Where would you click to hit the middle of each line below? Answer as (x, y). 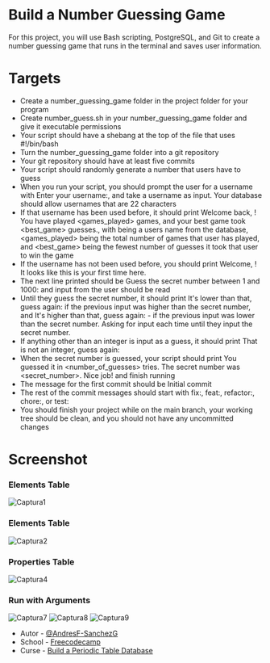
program (34, 109)
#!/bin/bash (39, 144)
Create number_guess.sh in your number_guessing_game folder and (133, 118)
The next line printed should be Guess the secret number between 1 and (140, 281)
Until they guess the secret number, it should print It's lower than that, (136, 298)
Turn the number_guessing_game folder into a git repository (119, 152)
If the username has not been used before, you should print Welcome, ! (138, 263)
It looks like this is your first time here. (83, 272)
